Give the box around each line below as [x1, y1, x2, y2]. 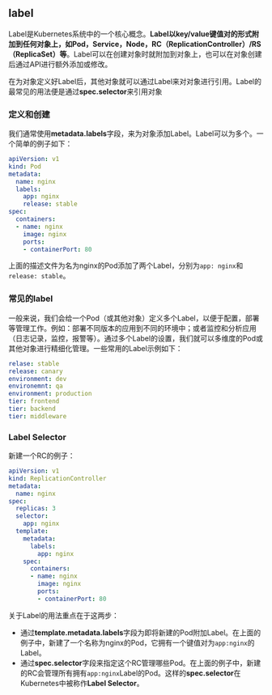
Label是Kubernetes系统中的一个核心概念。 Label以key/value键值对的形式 [8, 28, 253, 39]
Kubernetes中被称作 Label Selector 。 [19, 678, 144, 688]
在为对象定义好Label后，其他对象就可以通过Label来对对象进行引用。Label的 [8, 76, 261, 86]
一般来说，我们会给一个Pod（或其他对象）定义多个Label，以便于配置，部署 [8, 313, 260, 323]
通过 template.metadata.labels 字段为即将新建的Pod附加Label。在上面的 [19, 627, 261, 638]
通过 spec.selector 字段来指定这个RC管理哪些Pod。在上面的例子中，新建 [19, 658, 261, 667]
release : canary [8, 367, 63, 375]
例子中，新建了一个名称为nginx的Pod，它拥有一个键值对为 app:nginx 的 [19, 638, 255, 647]
